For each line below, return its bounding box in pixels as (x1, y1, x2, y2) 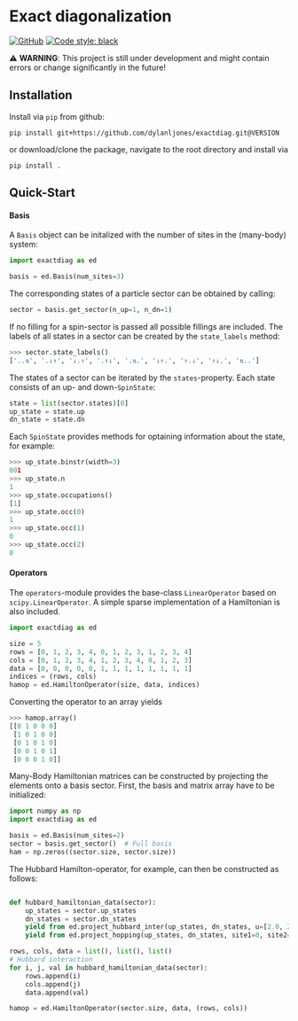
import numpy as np (9, 807, 82, 816)
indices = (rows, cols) (9, 672, 98, 682)
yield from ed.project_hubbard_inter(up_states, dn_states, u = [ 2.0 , (25, 923, 284, 931)
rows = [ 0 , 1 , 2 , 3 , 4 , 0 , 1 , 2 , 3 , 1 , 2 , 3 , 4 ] (9, 647, 192, 657)
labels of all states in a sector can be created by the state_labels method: (9, 331, 281, 341)
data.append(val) (25, 988, 90, 997)
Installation (9, 88, 73, 103)
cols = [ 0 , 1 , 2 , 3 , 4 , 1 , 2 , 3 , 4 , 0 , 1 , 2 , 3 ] (9, 656, 192, 665)
